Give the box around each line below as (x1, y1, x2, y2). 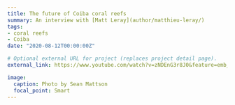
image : (7, 74, 27, 81)
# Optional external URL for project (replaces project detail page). (7, 55, 218, 63)
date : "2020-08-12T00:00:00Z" (7, 42, 96, 49)
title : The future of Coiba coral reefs (7, 10, 127, 17)
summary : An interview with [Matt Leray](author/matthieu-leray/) (7, 17, 205, 24)
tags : (7, 23, 23, 30)
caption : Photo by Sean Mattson (13, 81, 108, 88)
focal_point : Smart (13, 87, 71, 94)
